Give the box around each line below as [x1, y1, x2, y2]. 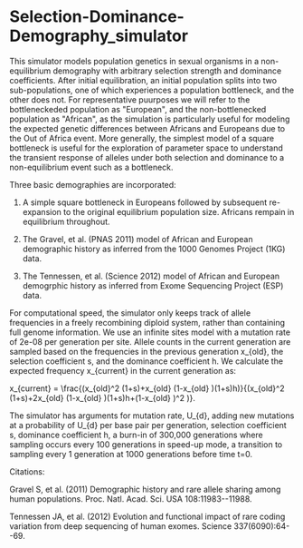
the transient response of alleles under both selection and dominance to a [9, 152, 285, 162]
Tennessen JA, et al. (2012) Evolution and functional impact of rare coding [9, 511, 286, 522]
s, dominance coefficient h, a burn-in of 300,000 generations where [9, 429, 264, 440]
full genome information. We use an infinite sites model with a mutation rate [9, 327, 291, 338]
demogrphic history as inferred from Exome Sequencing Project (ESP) [22, 279, 284, 291]
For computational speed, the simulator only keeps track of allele [9, 307, 251, 318]
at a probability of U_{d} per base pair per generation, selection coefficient [9, 419, 287, 430]
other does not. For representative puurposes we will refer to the [9, 93, 251, 105]
